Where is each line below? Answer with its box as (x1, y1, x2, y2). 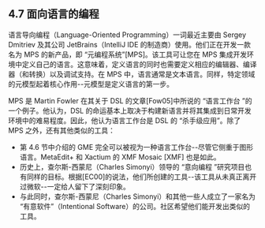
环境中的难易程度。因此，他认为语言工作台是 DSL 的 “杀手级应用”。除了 (8, 115, 241, 125)
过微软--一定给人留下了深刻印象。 (19, 181, 130, 191)
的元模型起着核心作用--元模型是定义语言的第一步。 (8, 79, 174, 88)
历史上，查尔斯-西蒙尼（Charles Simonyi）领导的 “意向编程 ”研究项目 (19, 162, 245, 171)
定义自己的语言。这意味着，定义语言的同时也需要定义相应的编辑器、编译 (21, 59, 257, 69)
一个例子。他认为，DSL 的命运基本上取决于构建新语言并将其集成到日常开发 (8, 106, 252, 115)
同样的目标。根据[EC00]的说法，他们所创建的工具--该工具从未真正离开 (26, 172, 257, 181)
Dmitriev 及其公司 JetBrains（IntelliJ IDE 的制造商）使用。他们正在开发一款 (8, 39, 251, 49)
